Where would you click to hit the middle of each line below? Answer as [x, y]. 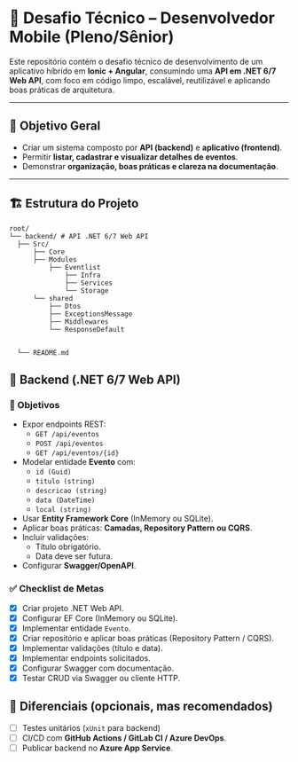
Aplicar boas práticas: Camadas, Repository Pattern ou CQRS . [137, 528]
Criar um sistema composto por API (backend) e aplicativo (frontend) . [152, 147]
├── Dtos [65, 306]
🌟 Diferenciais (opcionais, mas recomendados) [141, 707]
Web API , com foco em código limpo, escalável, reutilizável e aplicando [140, 80]
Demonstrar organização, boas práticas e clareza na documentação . [150, 166]
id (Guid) [54, 472]
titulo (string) [65, 482]
